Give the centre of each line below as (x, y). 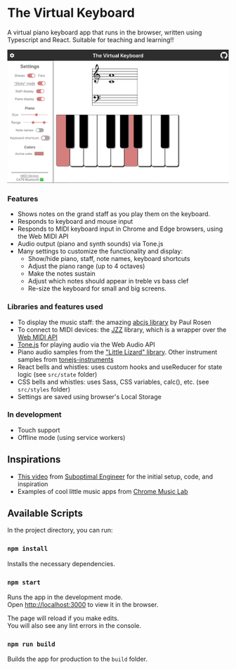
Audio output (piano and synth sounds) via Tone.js (90, 244)
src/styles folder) (44, 389)
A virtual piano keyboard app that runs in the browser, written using (105, 32)
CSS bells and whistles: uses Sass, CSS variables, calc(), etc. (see (113, 382)
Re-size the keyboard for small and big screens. (97, 288)
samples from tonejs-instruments (65, 359)
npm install (28, 549)
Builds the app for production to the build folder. (78, 659)
